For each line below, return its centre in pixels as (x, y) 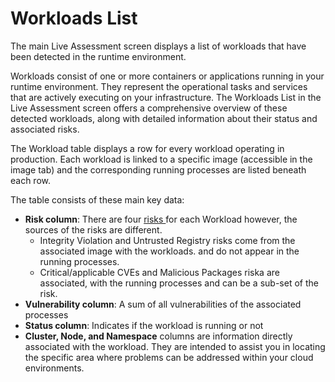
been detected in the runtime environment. (98, 56)
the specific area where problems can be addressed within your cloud (169, 357)
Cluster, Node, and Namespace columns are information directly (158, 336)
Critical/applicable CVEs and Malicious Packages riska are (159, 272)
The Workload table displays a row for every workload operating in (147, 148)
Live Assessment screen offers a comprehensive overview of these (149, 108)
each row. (31, 180)
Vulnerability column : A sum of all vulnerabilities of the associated (163, 304)
